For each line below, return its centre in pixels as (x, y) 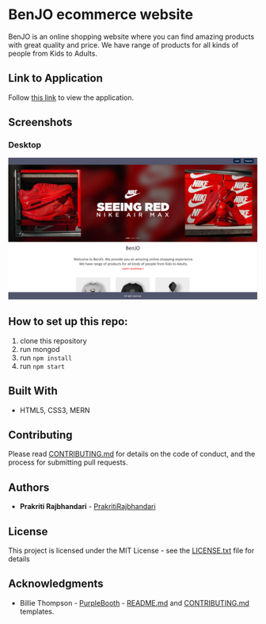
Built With (33, 391)
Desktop (25, 145)
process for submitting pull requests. (68, 462)
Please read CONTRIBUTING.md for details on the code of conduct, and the (132, 454)
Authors (29, 487)
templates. (37, 611)
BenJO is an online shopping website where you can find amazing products (131, 36)
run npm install (46, 358)
